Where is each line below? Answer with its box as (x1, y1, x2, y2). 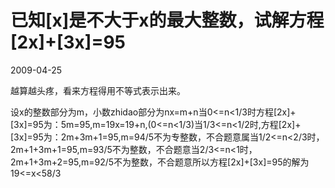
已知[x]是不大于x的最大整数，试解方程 (10, 9, 325, 32)
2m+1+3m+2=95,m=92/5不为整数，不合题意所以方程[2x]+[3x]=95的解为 (10, 156, 310, 168)
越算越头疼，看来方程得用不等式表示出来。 (10, 84, 186, 96)
